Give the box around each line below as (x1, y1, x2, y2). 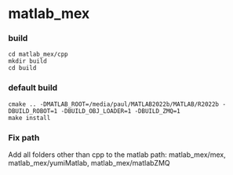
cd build (8, 64, 37, 72)
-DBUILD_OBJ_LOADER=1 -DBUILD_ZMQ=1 (60, 107, 180, 115)
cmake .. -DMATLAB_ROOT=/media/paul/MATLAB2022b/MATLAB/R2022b (8, 100, 220, 108)
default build (8, 82, 58, 93)
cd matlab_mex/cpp (8, 50, 68, 59)
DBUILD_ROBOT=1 (8, 107, 58, 115)
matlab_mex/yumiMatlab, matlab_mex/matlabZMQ (8, 159, 170, 168)
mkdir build (8, 57, 47, 65)
